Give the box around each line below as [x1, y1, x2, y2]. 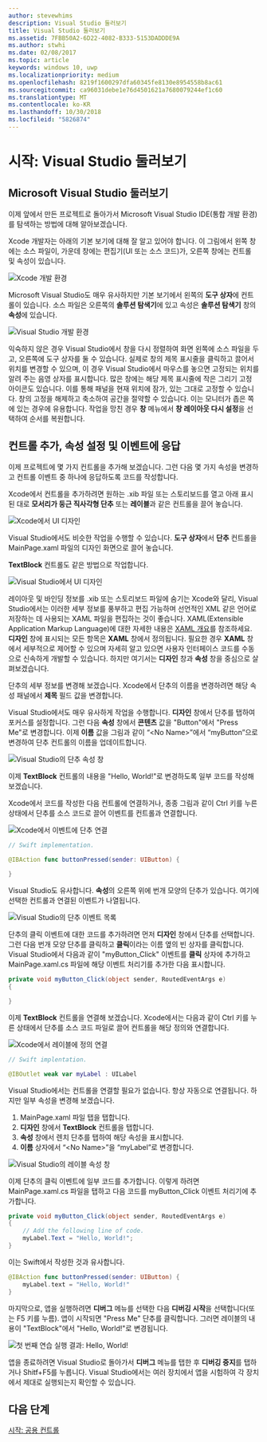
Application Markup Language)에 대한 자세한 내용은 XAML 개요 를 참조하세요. [8, 623, 253, 633]
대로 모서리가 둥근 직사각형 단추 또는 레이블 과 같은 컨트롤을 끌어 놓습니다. [16, 499, 243, 508]
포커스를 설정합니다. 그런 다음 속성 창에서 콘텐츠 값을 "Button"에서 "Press [8, 717, 239, 727]
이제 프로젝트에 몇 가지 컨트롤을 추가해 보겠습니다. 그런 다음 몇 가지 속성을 [8, 462, 238, 472]
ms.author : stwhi [8, 41, 66, 49]
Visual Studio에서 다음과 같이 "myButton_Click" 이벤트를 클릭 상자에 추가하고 [8, 950, 251, 959]
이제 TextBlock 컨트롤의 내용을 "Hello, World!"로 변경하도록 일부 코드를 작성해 [8, 771, 255, 780]
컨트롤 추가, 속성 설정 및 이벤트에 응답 [8, 440, 181, 453]
